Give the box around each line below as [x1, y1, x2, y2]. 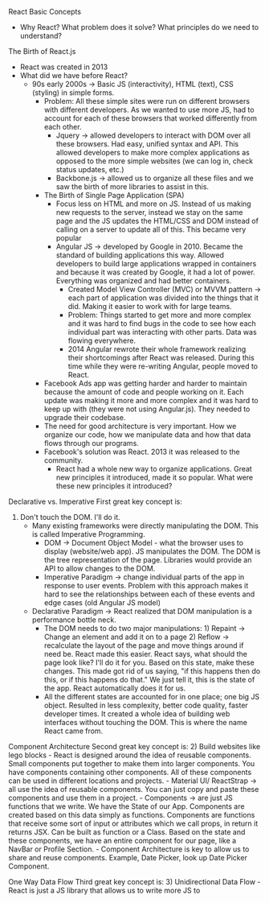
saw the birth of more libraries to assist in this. [55, 182, 210, 192]
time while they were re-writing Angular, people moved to [67, 361, 259, 371]
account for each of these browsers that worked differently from [43, 113, 257, 123]
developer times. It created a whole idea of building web [43, 709, 230, 719]
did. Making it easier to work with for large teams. [67, 302, 232, 311]
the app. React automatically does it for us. [43, 683, 186, 693]
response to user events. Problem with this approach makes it [43, 581, 249, 590]
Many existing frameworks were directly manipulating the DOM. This [31, 521, 259, 530]
